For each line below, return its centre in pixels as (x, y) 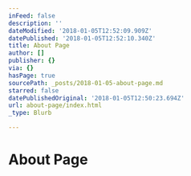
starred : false (34, 90)
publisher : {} (32, 61)
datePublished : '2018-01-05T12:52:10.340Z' (82, 38)
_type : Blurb (30, 113)
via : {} (21, 68)
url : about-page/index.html (55, 105)
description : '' (35, 23)
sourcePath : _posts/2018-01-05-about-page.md (85, 83)
